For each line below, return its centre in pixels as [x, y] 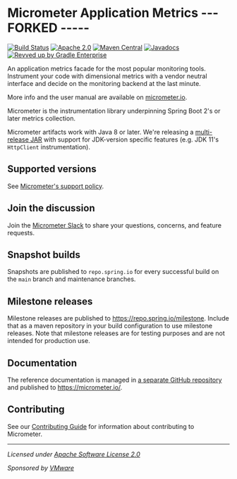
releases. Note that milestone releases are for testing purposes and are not [116, 333]
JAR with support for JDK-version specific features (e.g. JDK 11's [125, 139]
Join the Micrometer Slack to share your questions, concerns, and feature [115, 225]
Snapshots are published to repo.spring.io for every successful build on [113, 272]
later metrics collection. [42, 118]
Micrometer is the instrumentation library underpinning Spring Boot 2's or [114, 111]
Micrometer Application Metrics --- [113, 13]
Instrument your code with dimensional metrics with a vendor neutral [107, 76]
